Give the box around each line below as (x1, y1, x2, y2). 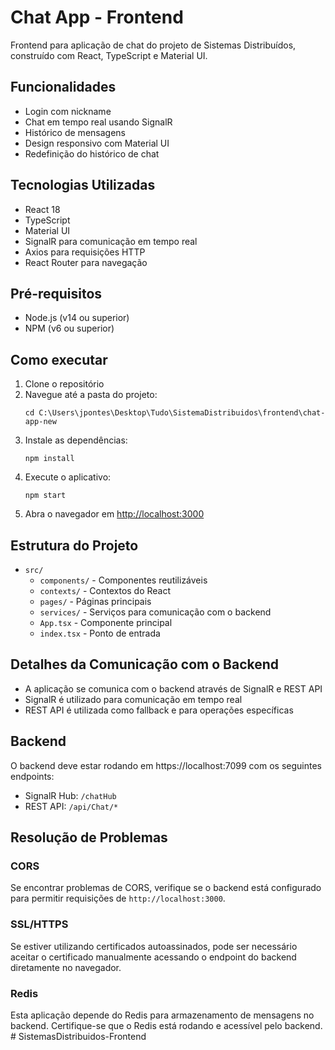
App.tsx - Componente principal (39, 617, 173, 628)
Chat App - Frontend (10, 6, 184, 29)
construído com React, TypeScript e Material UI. (10, 49, 208, 61)
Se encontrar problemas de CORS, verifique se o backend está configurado (10, 882, 322, 894)
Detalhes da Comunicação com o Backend (10, 656, 280, 673)
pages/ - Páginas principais (39, 596, 152, 607)
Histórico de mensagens (24, 126, 126, 138)
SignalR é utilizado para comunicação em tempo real (24, 693, 243, 705)
